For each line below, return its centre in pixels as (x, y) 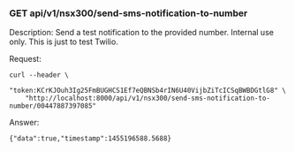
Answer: (24, 123)
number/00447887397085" (53, 106)
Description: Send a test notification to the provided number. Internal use (141, 33)
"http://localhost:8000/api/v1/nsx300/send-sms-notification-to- (148, 99)
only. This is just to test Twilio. (64, 42)
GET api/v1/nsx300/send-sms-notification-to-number (129, 13)
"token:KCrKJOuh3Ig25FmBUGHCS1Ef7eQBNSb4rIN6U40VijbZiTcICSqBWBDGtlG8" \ (148, 91)
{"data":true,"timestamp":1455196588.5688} (91, 139)
